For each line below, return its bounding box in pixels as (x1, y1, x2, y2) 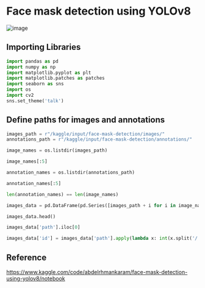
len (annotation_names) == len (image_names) (6, 191, 119, 197)
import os (6, 86, 32, 93)
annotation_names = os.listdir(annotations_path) (6, 169, 135, 176)
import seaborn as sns (6, 81, 64, 87)
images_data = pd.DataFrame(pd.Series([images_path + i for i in (6, 202, 176, 208)
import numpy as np (6, 64, 56, 70)
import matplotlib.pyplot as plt (6, 69, 92, 76)
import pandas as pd (6, 58, 59, 65)
